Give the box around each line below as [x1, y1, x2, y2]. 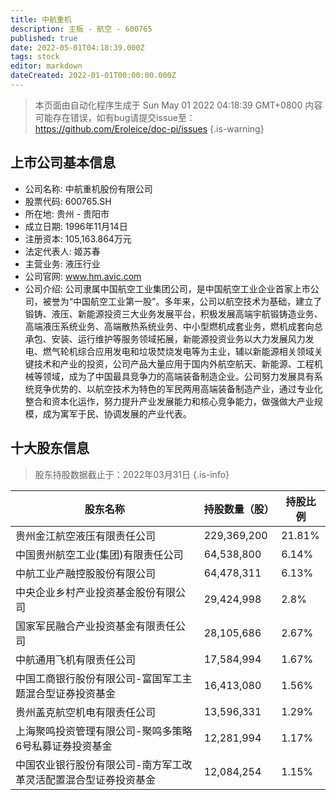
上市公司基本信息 [10, 154, 116, 171]
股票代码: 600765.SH [24, 195, 112, 207]
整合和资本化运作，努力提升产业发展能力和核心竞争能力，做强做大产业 [24, 395, 315, 407]
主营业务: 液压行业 [24, 257, 101, 270]
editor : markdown [10, 61, 83, 71]
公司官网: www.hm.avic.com [24, 270, 142, 282]
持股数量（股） [203, 502, 275, 516]
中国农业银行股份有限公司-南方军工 [15, 757, 183, 771]
